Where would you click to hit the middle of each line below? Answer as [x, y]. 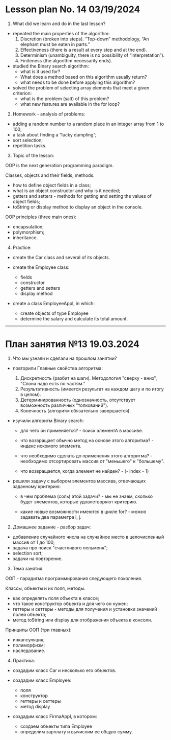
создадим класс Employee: [42, 680]
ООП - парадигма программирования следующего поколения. [74, 578]
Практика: [24, 660]
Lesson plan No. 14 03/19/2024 [73, 9]
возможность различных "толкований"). [64, 405]
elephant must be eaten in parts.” [55, 44]
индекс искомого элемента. [51, 446]
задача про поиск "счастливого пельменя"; [60, 547]
